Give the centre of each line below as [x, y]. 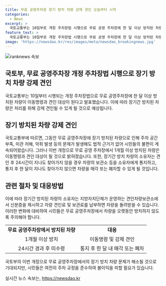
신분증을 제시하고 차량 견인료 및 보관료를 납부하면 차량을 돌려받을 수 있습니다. [85, 205]
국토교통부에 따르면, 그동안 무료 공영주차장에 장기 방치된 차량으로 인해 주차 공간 [82, 138]
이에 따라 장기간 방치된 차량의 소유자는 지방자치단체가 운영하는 [65, 199]
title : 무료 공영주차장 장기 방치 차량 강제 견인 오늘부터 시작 [61, 10]
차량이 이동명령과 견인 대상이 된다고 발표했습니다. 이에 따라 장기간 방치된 [84, 102]
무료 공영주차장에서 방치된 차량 [41, 230]
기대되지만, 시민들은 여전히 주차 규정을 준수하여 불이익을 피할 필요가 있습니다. [80, 268]
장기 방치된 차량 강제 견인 [41, 125]
